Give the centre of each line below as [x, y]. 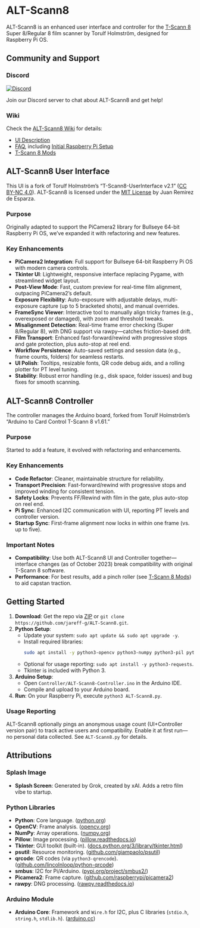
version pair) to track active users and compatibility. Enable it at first [90, 730]
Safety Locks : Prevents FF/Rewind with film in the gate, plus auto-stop [101, 497]
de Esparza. [21, 198]
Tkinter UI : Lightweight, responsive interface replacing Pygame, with [99, 275]
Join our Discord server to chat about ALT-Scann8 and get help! [85, 100]
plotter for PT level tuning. [47, 369]
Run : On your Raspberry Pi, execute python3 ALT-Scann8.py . [88, 695]
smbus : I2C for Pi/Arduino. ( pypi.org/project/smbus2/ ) [82, 871]
